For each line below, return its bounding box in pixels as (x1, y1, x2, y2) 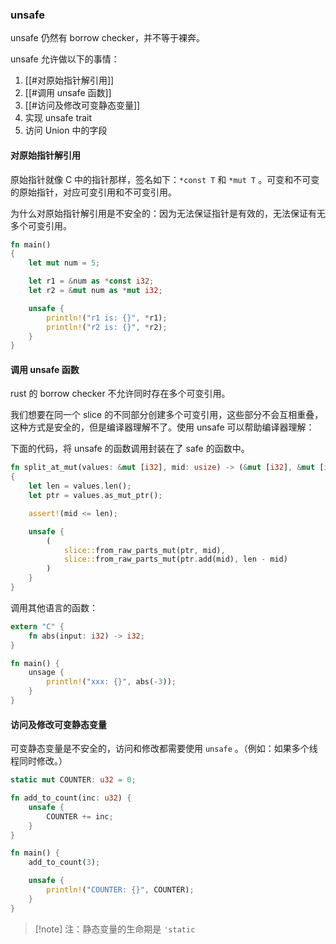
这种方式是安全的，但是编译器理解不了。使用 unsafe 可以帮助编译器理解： (10, 421, 315, 433)
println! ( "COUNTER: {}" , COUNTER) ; (46, 885, 195, 895)
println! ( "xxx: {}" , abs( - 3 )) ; (46, 677, 177, 687)
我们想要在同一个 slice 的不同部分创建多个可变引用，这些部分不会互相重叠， (10, 409, 324, 421)
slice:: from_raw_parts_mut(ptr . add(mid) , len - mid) (63, 554, 288, 565)
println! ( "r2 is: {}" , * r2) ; (46, 322, 168, 332)
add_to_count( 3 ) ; (28, 858, 101, 868)
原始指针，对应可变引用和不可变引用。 (18, 186, 177, 198)
